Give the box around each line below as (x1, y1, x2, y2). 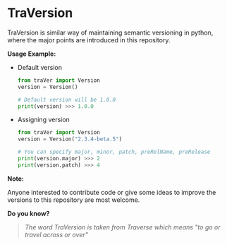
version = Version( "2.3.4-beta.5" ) (17, 136, 123, 143)
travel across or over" (24, 230, 88, 239)
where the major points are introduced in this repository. (7, 35, 171, 44)
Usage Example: (7, 49, 56, 58)
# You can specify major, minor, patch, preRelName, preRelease (17, 148, 211, 156)
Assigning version (17, 115, 70, 124)
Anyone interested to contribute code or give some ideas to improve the (7, 188, 216, 196)
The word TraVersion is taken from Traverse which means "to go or (24, 222, 221, 231)
